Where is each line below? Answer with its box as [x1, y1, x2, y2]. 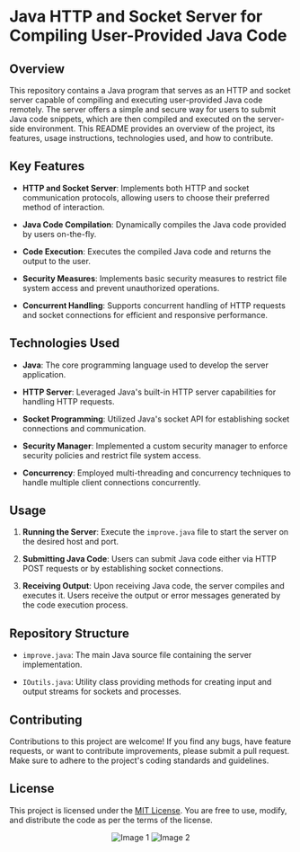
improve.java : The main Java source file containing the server [22, 650, 252, 661]
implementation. [22, 659, 83, 670]
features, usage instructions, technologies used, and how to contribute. [9, 133, 274, 143]
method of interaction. [22, 201, 105, 212]
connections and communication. [22, 422, 146, 433]
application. [22, 368, 66, 379]
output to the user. [22, 255, 92, 266]
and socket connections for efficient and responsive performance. [22, 309, 268, 320]
